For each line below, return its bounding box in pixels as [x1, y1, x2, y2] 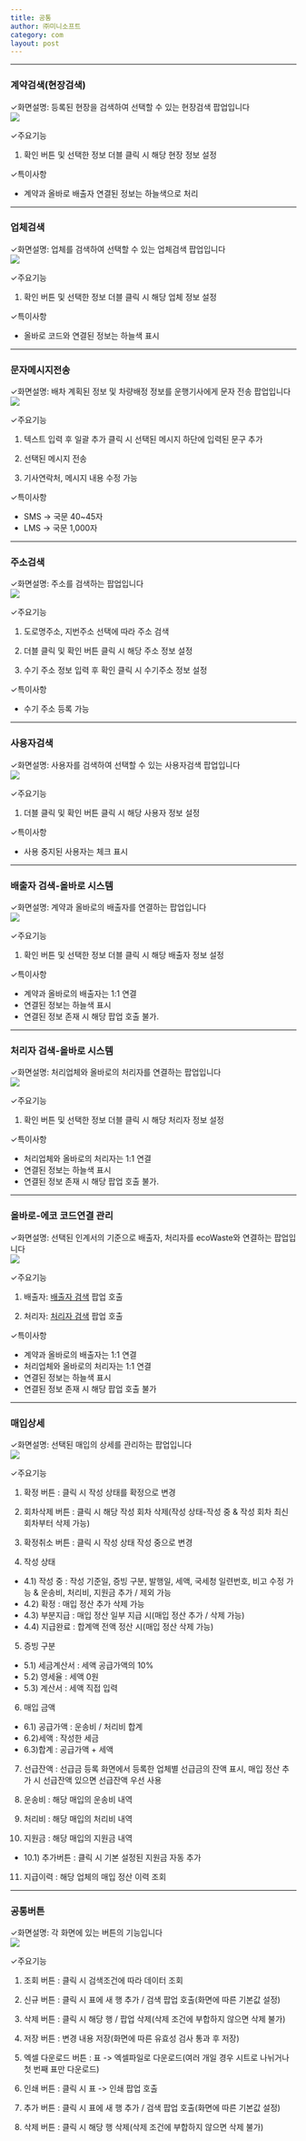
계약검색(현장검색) [10, 79, 86, 92]
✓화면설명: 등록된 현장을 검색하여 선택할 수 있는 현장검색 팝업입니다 [10, 101, 251, 112]
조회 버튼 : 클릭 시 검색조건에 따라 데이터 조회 [23, 1975, 184, 1986]
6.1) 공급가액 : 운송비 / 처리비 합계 [23, 1721, 143, 1732]
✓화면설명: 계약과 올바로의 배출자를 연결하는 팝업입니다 [10, 902, 207, 913]
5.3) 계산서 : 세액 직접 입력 [23, 1682, 118, 1693]
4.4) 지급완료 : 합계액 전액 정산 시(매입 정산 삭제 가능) [23, 1621, 214, 1631]
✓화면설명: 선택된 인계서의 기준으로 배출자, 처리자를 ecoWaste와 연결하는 [10, 1232, 272, 1243]
